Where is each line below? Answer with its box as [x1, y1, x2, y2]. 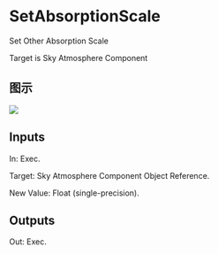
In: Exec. [9, 153, 41, 164]
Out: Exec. [9, 236, 47, 247]
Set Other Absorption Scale [9, 35, 109, 46]
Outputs [9, 212, 56, 227]
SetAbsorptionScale [9, 6, 161, 27]
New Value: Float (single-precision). [9, 188, 139, 198]
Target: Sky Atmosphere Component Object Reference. [9, 170, 210, 181]
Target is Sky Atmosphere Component [9, 52, 148, 63]
